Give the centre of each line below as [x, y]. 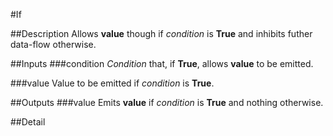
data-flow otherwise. [53, 44]
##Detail [28, 122]
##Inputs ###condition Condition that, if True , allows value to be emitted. [162, 63]
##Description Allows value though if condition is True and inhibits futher [161, 33]
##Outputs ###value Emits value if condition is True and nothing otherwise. [167, 102]
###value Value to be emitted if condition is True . [112, 83]
